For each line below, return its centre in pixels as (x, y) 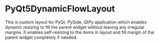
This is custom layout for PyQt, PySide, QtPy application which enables (76, 22)
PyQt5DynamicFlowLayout (60, 9)
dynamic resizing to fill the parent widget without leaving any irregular (75, 27)
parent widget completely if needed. (41, 37)
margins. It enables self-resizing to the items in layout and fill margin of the (79, 32)
